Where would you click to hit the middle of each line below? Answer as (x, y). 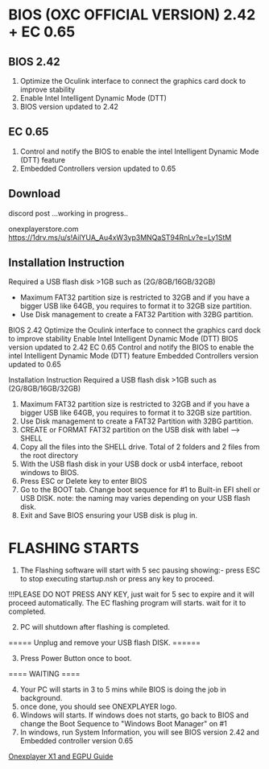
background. (41, 698)
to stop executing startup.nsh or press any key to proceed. (117, 579)
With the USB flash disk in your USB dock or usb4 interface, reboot (131, 464)
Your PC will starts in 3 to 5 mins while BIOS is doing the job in (123, 689)
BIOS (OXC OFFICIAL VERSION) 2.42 (132, 15)
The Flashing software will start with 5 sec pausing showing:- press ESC (140, 570)
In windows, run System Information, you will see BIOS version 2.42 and (139, 732)
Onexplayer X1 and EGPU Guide (61, 757)
